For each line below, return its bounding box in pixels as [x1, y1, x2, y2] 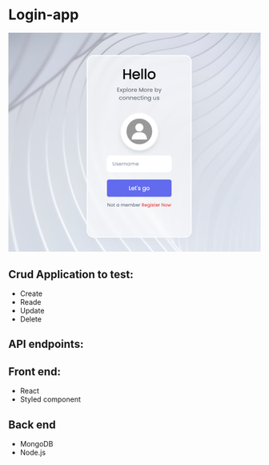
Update [19, 305, 45, 315]
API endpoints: [8, 338, 84, 351]
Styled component [19, 394, 82, 404]
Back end [8, 418, 56, 431]
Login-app [8, 6, 79, 24]
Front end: [8, 365, 62, 378]
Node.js [19, 447, 46, 457]
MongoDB [19, 439, 54, 448]
